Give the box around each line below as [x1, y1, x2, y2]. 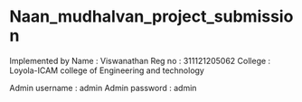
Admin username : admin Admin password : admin [9, 82, 197, 93]
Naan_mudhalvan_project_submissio [9, 6, 294, 27]
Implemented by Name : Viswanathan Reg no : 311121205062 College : [9, 55, 271, 66]
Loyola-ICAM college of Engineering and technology [9, 65, 205, 76]
